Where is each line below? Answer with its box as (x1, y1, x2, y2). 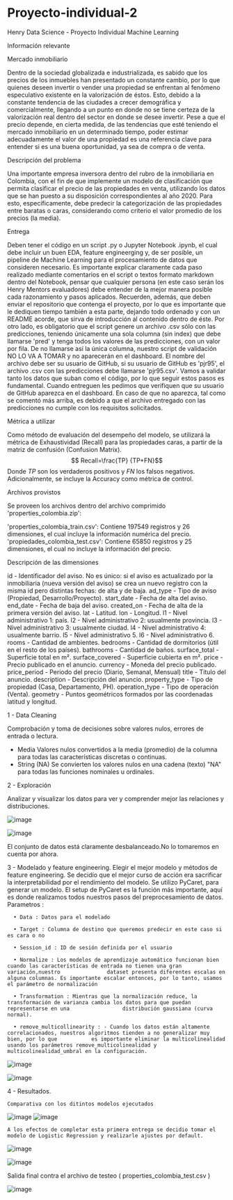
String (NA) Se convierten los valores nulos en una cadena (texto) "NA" (17, 760, 222, 768)
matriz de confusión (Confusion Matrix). (7, 445, 122, 453)
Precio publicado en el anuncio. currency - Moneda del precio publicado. (7, 660, 217, 669)
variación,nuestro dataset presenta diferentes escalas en (7, 968, 226, 976)
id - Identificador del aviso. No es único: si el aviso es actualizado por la (7, 571, 214, 579)
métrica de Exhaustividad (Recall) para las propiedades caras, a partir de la (7, 437, 223, 446)
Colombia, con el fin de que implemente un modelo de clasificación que (7, 176, 213, 185)
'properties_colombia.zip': (7, 508, 82, 517)
